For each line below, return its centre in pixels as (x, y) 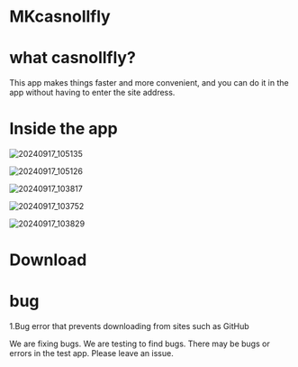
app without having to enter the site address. (92, 93)
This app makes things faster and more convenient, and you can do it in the (149, 83)
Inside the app (64, 129)
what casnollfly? (73, 58)
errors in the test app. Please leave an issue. (91, 353)
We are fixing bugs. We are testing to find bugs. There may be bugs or (140, 344)
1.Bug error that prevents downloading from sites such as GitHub (129, 326)
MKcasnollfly (60, 17)
